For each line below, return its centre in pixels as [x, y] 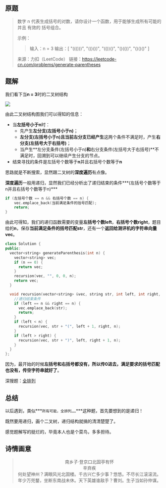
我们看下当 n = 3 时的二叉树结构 [36, 94]
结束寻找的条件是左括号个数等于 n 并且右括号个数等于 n [67, 161]
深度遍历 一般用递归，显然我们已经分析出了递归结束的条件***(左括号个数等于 [83, 183]
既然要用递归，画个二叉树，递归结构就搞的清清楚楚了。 [61, 421]
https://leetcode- [99, 59]
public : [13, 248]
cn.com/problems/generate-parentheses [59, 64]
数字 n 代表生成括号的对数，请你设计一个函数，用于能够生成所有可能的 [89, 21]
